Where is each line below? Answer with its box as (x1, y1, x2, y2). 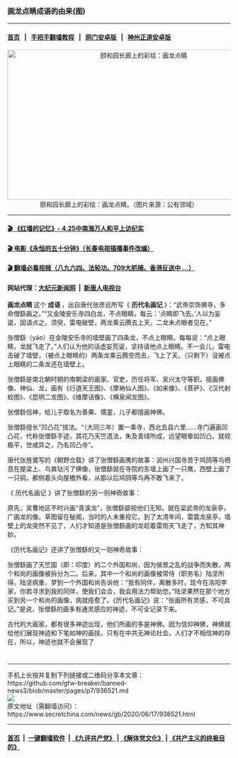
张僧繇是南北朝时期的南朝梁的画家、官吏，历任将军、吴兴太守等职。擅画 (7, 375, 218, 384)
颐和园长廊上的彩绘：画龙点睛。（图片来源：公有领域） (40, 200, 198, 209)
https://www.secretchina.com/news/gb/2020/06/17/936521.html (7, 710, 195, 718)
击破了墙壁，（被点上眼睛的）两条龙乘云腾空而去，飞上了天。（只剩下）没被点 (7, 351, 231, 360)
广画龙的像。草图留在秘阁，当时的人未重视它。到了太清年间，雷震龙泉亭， (7, 512, 225, 521)
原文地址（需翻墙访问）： (7, 702, 79, 710)
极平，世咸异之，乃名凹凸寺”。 (7, 441, 98, 449)
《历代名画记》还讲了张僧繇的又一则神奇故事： (7, 545, 144, 554)
